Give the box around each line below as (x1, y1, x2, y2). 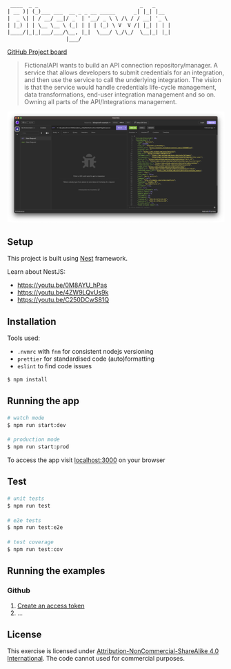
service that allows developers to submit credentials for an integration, (23, 68, 225, 77)
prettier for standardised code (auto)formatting (17, 355, 155, 363)
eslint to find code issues (17, 362, 92, 370)
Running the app (7, 395, 79, 407)
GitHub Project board (7, 48, 68, 56)
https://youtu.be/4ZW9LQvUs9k (17, 288, 109, 297)
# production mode (7, 436, 60, 443)
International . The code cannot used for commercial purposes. (7, 655, 185, 663)
